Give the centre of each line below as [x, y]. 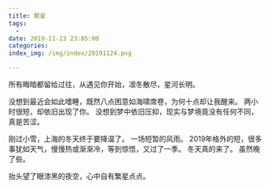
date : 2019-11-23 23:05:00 [54, 38]
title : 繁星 [27, 16]
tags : [17, 23]
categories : [28, 46]
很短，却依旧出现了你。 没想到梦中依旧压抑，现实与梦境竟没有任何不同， [137, 111]
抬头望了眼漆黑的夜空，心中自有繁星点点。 [79, 176]
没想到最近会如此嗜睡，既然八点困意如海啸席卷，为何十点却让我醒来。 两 [130, 101]
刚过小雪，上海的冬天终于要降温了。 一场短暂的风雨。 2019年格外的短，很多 [135, 139]
